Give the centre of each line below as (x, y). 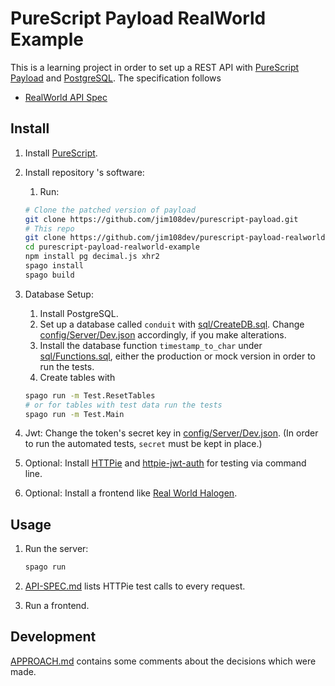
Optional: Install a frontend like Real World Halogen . (131, 493)
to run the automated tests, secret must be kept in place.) (143, 444)
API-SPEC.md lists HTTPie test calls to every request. (135, 586)
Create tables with (77, 377)
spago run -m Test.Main (74, 414)
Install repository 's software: (84, 172)
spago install (54, 266)
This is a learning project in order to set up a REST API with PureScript (155, 67)
